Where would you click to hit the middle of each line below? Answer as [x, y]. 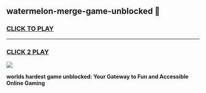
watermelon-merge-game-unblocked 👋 [83, 11]
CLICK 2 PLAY [28, 51]
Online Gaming [26, 83]
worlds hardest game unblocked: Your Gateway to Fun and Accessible [97, 76]
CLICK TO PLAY [30, 29]
